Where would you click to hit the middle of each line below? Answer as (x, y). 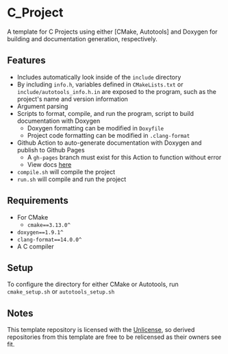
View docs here (49, 164)
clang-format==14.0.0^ (49, 239)
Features (26, 61)
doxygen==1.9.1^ (40, 232)
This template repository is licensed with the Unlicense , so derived (101, 330)
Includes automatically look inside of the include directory (99, 77)
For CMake (33, 217)
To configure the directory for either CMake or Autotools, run (93, 284)
